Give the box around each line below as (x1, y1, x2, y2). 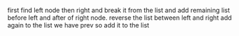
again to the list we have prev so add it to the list (7, 21, 150, 29)
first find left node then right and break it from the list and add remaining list (7, 6, 230, 14)
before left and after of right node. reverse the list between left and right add (7, 13, 232, 22)
